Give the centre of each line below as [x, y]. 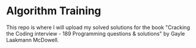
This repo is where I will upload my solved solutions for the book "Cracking [98, 27]
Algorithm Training [54, 11]
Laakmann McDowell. [32, 40]
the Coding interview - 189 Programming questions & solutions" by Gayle [96, 33]
